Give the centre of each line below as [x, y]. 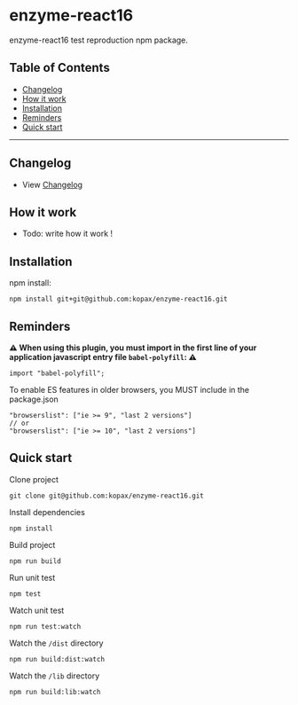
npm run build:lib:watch [55, 692]
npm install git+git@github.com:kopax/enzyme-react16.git [118, 299]
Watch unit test [37, 610]
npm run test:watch [45, 626]
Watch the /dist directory [56, 643]
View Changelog [52, 184]
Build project [32, 544]
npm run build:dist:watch [57, 659]
